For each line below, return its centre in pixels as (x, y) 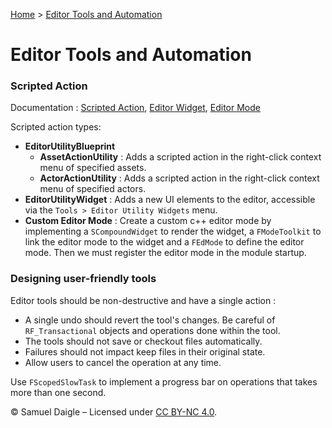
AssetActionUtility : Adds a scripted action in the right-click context (180, 157)
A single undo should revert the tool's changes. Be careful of (150, 320)
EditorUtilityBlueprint (70, 146)
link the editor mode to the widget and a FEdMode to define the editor (164, 242)
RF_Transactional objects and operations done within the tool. (152, 330)
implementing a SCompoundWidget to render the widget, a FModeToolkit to (173, 231)
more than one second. (58, 392)
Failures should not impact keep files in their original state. (145, 351)
